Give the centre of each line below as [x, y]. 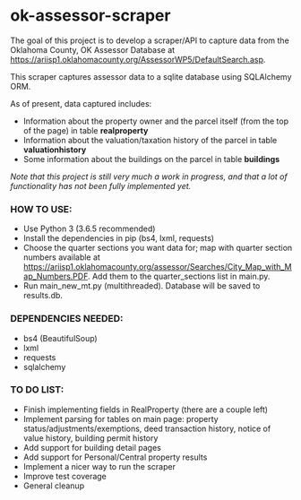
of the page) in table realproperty [86, 130]
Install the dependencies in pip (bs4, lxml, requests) [118, 238]
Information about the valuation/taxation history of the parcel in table [150, 140]
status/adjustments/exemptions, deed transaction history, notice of [147, 428]
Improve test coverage [64, 476]
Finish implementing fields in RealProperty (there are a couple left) [145, 409]
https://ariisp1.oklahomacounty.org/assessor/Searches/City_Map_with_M [157, 267]
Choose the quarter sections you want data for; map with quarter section [158, 248]
